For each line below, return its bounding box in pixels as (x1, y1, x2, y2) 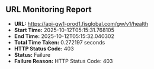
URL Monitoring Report (5, 5, 92, 15)
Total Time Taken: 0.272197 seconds (14, 39, 105, 46)
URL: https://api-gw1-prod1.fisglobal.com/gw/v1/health (14, 20, 149, 27)
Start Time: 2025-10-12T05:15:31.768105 (14, 26, 115, 33)
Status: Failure (14, 51, 51, 58)
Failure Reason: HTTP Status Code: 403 (14, 57, 113, 64)
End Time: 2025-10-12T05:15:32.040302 (14, 32, 115, 40)
